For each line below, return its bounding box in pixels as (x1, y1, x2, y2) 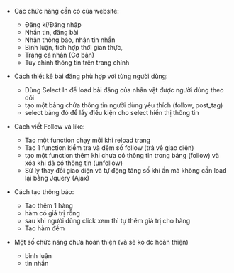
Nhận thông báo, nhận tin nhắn (24, 36, 116, 44)
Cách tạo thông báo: (13, 188, 74, 196)
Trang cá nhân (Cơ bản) (24, 50, 94, 59)
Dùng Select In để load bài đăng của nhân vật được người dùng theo (24, 86, 224, 94)
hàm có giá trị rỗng (24, 209, 80, 217)
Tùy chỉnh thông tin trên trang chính (24, 58, 130, 67)
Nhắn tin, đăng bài (24, 28, 79, 36)
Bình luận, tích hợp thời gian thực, (24, 43, 123, 51)
